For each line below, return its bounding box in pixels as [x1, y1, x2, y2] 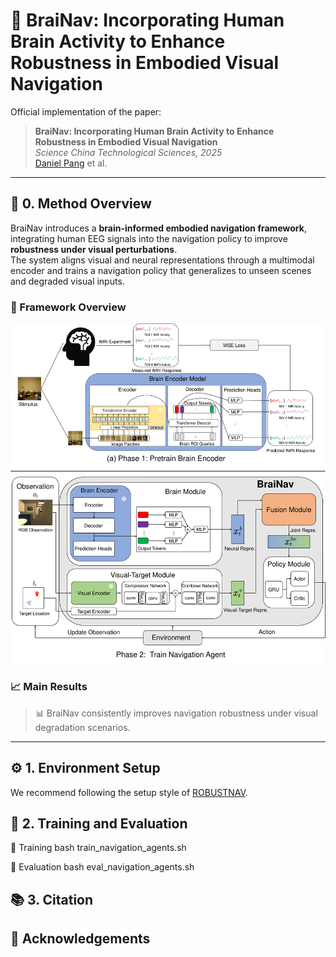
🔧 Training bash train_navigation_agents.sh [10, 842, 187, 854]
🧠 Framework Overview [10, 300, 127, 314]
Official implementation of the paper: [10, 105, 162, 118]
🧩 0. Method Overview [10, 195, 152, 213]
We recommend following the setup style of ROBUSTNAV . [10, 786, 248, 798]
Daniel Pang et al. [34, 157, 108, 169]
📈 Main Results [10, 680, 88, 694]
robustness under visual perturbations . [10, 243, 178, 255]
